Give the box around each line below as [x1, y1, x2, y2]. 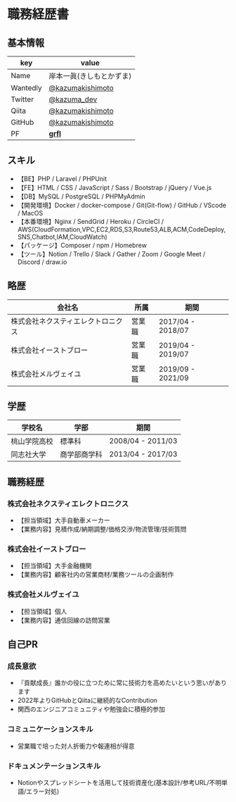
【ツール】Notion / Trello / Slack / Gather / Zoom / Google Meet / [17, 249, 206, 258]
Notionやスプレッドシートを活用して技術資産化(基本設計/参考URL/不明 [17, 779, 222, 787]
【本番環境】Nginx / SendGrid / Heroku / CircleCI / [17, 217, 164, 225]
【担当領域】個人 [17, 607, 67, 615]
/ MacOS [17, 208, 44, 217]
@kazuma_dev [48, 94, 98, 104]
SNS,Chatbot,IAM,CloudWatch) [17, 232, 107, 241]
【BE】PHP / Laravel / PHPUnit [17, 174, 107, 183]
